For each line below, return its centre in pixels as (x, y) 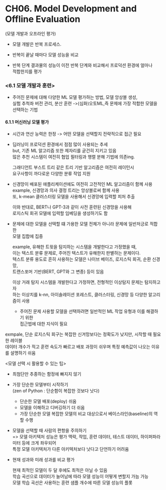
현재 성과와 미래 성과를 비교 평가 (43, 460)
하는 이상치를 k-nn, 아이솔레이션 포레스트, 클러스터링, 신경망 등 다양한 (80, 295)
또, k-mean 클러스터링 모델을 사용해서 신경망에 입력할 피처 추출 (74, 197)
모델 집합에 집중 (28, 236)
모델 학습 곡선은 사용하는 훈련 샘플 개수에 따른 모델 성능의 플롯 (72, 483)
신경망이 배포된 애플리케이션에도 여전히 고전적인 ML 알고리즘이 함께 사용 (82, 184)
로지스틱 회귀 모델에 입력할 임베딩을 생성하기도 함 (60, 213)
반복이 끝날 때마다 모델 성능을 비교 (45, 55)
